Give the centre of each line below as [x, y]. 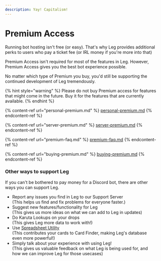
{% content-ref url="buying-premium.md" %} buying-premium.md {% [75, 154]
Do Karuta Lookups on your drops [46, 217]
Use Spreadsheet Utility [36, 228]
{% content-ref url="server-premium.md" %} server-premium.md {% [74, 125]
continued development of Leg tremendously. [50, 81]
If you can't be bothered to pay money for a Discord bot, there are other [77, 182]
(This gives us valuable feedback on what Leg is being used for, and [80, 248]
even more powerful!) [33, 238]
